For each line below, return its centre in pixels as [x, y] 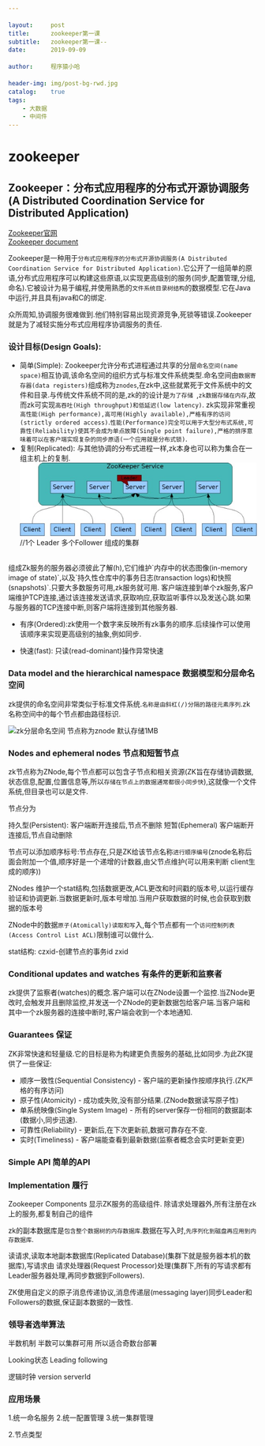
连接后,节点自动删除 [41, 835]
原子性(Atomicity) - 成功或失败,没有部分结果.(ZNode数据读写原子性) [129, 1100]
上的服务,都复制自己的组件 [51, 1214]
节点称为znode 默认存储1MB [112, 730]
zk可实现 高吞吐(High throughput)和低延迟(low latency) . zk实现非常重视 [141, 405]
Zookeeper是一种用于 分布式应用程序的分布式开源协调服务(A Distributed [118, 258]
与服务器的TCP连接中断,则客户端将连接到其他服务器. [93, 608]
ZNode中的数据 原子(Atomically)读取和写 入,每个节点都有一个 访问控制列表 [121, 925]
